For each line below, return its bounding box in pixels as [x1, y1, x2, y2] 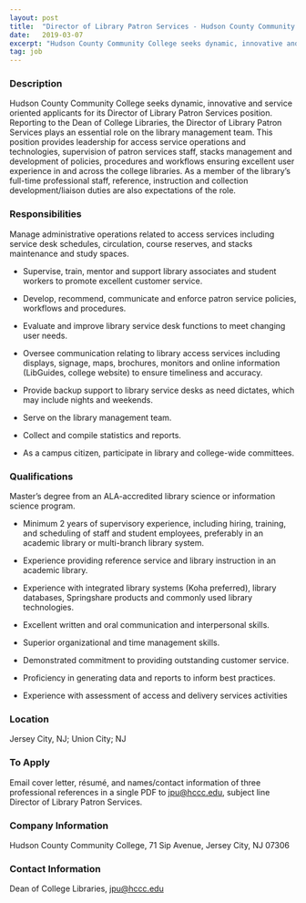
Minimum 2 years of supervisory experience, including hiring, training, [22, 518, 287, 529]
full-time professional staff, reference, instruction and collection [9, 175, 249, 187]
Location [9, 713, 50, 725]
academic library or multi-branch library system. [22, 538, 205, 549]
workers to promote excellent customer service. [22, 275, 203, 286]
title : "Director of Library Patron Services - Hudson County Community [9, 22, 296, 31]
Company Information [9, 819, 109, 832]
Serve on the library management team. [22, 412, 172, 423]
